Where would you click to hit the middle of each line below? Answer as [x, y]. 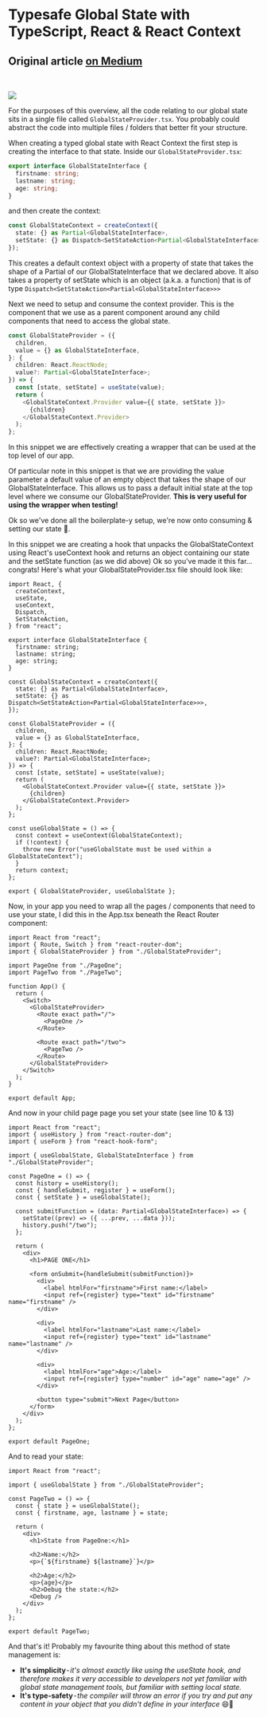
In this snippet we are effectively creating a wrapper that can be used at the [132, 447]
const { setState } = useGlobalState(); [83, 1198]
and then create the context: [55, 211]
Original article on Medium [75, 61]
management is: [35, 1655]
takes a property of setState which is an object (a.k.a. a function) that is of [130, 280]
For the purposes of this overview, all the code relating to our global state [128, 110]
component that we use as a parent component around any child [114, 312]
